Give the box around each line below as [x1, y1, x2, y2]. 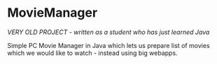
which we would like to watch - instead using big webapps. [7, 49, 178, 57]
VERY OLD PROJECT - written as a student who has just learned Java [7, 28, 210, 36]
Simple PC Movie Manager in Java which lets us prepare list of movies [7, 41, 210, 49]
